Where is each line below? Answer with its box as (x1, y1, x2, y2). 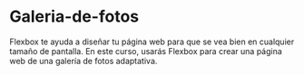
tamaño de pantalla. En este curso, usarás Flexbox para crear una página (9, 45, 283, 56)
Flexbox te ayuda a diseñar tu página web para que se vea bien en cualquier (9, 36, 295, 47)
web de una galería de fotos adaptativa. (9, 55, 158, 66)
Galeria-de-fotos (9, 6, 139, 27)
